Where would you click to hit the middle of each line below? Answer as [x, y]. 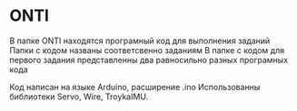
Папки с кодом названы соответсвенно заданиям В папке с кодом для [147, 50]
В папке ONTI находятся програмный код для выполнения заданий [140, 41]
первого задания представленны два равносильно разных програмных [149, 60]
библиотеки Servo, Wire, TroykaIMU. [79, 97]
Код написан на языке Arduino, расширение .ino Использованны [135, 87]
